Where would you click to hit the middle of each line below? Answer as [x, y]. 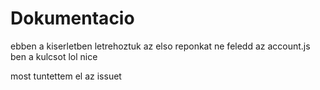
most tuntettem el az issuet [66, 76]
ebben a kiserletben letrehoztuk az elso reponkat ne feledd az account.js [160, 46]
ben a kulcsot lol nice [54, 56]
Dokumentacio [72, 18]
